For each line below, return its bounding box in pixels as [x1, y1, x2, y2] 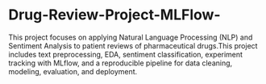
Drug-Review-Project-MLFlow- [8, 6, 221, 24]
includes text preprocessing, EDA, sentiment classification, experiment [8, 49, 243, 59]
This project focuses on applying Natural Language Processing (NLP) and [8, 32, 253, 42]
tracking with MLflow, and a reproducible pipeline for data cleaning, [8, 58, 233, 68]
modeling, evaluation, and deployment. [8, 66, 138, 76]
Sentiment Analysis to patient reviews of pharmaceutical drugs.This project [8, 40, 258, 50]
